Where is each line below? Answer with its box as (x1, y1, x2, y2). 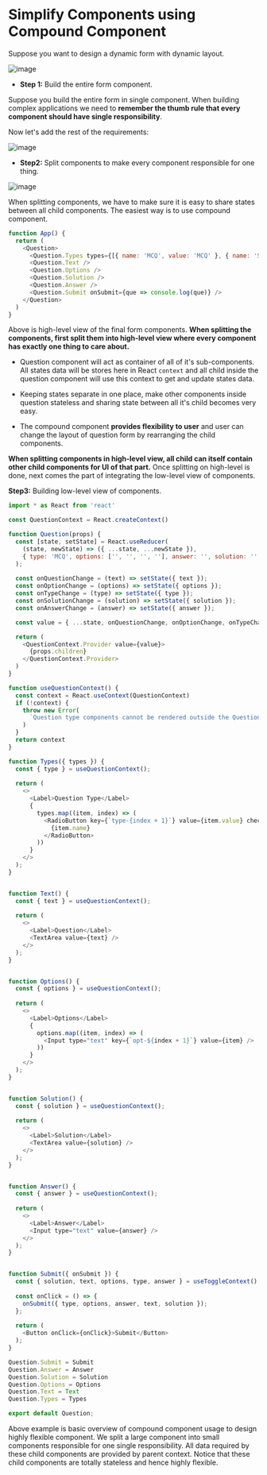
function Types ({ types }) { (8, 757, 105, 766)
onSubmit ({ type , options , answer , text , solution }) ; (22, 1299, 208, 1307)
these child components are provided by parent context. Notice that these (8, 1450, 250, 1459)
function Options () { (8, 977, 80, 986)
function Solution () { (8, 1095, 83, 1102)
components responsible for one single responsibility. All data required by (8, 1441, 250, 1450)
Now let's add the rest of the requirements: (8, 127, 149, 137)
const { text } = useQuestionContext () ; (15, 897, 151, 905)
